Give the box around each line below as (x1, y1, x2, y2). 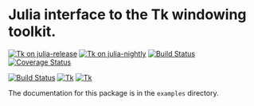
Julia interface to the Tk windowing (8, 6, 247, 24)
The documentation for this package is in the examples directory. (8, 88, 219, 97)
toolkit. (8, 22, 57, 41)
